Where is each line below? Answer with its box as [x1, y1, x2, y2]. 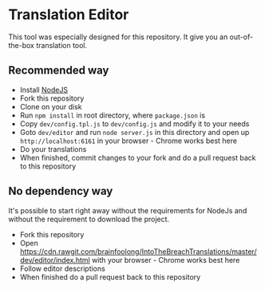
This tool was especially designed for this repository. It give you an [8, 32, 228, 42]
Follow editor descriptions [19, 264, 105, 273]
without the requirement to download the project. [8, 214, 170, 224]
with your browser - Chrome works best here [91, 255, 240, 264]
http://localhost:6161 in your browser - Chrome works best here [19, 136, 238, 145]
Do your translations [19, 144, 87, 153]
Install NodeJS [19, 85, 69, 94]
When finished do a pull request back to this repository [19, 272, 201, 281]
